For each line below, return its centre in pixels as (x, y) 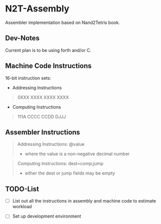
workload (22, 207)
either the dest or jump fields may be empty (70, 173)
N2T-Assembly (37, 9)
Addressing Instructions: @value (51, 144)
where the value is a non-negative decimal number (77, 154)
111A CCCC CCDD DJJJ (41, 116)
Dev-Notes (22, 38)
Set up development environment (47, 216)
